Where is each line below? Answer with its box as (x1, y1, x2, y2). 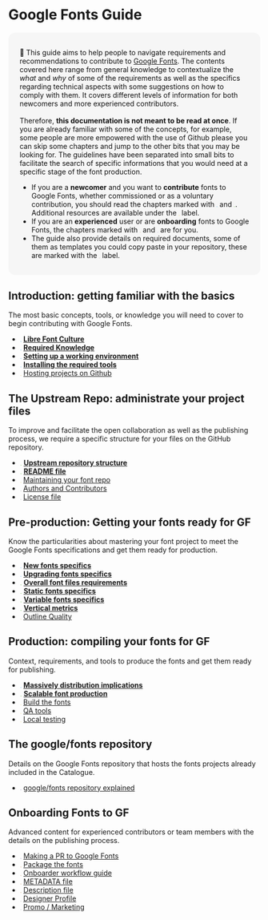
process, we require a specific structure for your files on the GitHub (8, 434, 231, 444)
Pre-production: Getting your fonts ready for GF (8, 515, 251, 529)
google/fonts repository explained (23, 783, 135, 793)
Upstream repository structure (23, 458, 128, 468)
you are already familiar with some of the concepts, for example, (19, 124, 232, 134)
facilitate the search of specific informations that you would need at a (19, 158, 248, 167)
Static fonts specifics (23, 586, 96, 595)
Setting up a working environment (23, 351, 139, 361)
